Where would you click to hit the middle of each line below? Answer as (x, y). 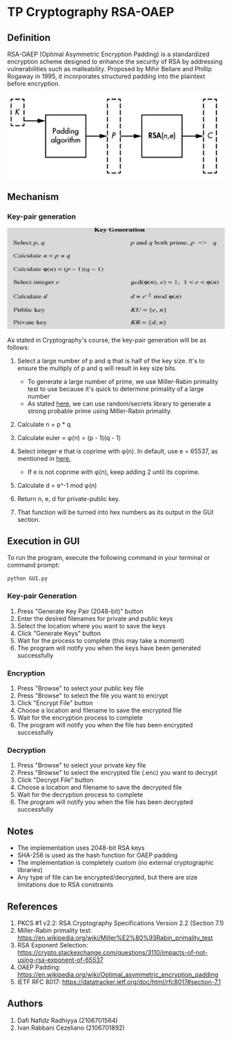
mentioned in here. (44, 458)
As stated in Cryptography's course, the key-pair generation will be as (107, 340)
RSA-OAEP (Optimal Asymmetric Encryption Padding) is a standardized (108, 54)
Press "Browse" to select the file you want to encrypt (93, 695)
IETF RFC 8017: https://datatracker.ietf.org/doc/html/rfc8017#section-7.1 (119, 982)
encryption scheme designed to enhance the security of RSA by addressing (115, 62)
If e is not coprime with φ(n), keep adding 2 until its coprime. (114, 472)
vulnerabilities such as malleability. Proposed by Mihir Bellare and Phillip (109, 69)
